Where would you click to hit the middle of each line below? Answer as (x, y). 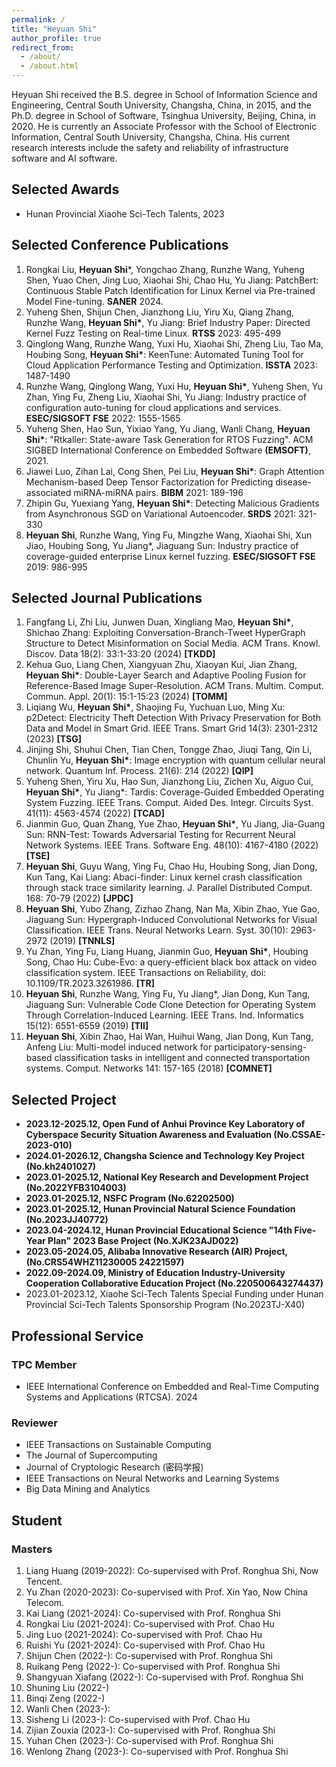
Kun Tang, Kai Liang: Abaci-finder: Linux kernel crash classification (164, 877)
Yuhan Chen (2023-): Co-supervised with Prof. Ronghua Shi (149, 1740)
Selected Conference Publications (120, 245)
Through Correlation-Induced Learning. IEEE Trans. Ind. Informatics (164, 1015)
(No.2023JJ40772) (67, 1220)
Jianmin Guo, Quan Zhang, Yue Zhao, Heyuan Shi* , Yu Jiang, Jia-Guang (175, 824)
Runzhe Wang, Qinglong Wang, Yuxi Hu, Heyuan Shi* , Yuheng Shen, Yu (174, 386)
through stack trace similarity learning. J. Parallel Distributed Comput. (169, 888)
